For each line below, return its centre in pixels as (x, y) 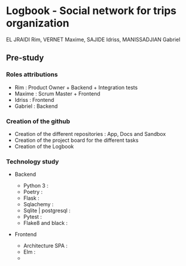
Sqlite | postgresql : (47, 211)
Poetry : (33, 192)
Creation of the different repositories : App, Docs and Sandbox (90, 134)
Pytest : (33, 217)
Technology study (33, 161)
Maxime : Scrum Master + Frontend (58, 93)
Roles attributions (32, 74)
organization (38, 23)
